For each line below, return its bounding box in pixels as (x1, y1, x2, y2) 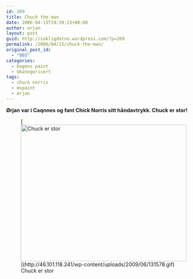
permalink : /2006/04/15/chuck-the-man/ (6, 42, 104, 48)
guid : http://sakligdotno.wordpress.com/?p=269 (6, 36, 125, 42)
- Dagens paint (11, 63, 49, 69)
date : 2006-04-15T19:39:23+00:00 (6, 19, 88, 25)
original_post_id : (6, 47, 51, 53)
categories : (6, 58, 35, 63)
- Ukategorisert (11, 69, 51, 75)
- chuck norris (11, 80, 49, 86)
